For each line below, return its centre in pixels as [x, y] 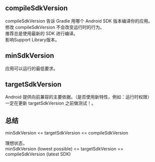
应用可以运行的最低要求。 [31, 68]
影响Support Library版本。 [32, 39]
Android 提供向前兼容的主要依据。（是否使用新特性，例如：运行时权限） [78, 97]
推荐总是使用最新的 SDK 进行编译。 [42, 33]
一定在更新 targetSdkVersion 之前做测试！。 [50, 103]
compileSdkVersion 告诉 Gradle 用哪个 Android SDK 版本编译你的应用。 [79, 21]
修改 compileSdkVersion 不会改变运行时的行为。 [55, 27]
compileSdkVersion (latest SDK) [38, 154]
